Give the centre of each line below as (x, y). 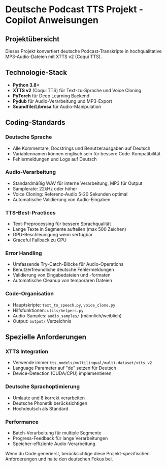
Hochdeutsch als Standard (40, 408)
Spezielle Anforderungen (46, 337)
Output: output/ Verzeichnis (42, 321)
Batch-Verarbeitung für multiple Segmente (57, 433)
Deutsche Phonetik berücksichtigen (50, 403)
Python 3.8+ (26, 85)
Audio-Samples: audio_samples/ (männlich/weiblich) (67, 315)
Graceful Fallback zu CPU (40, 240)
